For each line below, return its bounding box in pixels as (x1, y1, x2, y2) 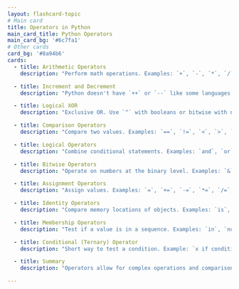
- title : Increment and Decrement (14, 83, 116, 90)
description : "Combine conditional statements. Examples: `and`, (20, 147, 218, 155)
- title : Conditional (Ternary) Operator (14, 238, 139, 246)
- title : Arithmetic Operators (14, 63, 107, 70)
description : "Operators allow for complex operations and (20, 265, 199, 272)
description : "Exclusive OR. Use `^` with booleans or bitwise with (20, 109, 228, 116)
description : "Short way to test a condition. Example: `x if (20, 245, 208, 253)
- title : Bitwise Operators (14, 161, 97, 168)
